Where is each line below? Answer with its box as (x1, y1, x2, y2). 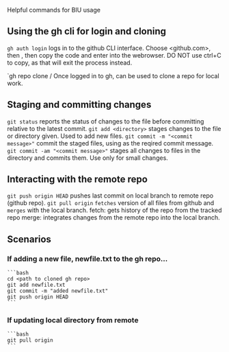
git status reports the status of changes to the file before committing (7, 117, 204, 126)
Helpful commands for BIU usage (7, 6, 101, 14)
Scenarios (7, 233, 51, 245)
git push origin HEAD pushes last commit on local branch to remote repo (7, 191, 214, 200)
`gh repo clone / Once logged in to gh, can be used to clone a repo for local (7, 71, 220, 80)
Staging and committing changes (7, 99, 152, 110)
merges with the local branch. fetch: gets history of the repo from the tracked (7, 206, 222, 215)
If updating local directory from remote (7, 316, 139, 325)
